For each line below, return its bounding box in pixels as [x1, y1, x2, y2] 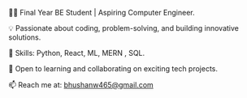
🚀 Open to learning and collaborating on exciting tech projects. [8, 64, 218, 73]
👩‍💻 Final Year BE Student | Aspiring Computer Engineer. [8, 8, 195, 17]
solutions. [8, 32, 41, 42]
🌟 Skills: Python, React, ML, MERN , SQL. [8, 49, 145, 58]
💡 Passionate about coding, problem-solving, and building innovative [8, 23, 240, 32]
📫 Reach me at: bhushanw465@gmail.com [8, 80, 154, 89]
